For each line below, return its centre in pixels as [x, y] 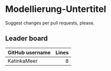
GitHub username [29, 52]
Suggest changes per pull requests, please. [50, 23]
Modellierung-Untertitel [56, 9]
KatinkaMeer [23, 61]
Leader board [26, 38]
